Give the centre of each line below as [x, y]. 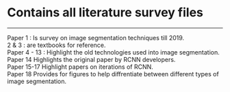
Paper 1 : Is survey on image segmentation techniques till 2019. [96, 37]
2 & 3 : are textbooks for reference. [56, 45]
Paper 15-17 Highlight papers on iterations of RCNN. [80, 67]
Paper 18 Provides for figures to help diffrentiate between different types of [113, 74]
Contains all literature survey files [105, 13]
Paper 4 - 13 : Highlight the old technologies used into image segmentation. [114, 52]
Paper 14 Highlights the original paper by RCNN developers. [91, 59]
